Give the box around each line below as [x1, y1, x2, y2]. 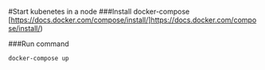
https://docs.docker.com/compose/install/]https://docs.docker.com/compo [10, 15, 257, 25]
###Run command [8, 39, 69, 49]
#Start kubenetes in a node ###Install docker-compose [8, 7, 190, 16]
